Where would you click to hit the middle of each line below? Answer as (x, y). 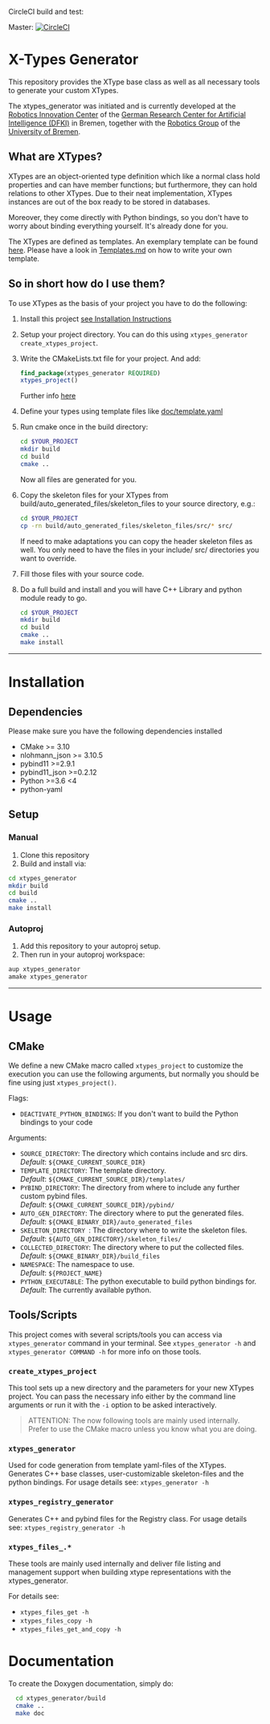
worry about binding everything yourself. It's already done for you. (119, 226)
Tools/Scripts (43, 1315)
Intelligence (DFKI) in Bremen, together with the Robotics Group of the (125, 123)
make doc (30, 1713)
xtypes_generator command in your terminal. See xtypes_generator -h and (132, 1343)
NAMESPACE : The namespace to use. (77, 1264)
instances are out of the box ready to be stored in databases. (109, 202)
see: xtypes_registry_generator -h (67, 1527)
